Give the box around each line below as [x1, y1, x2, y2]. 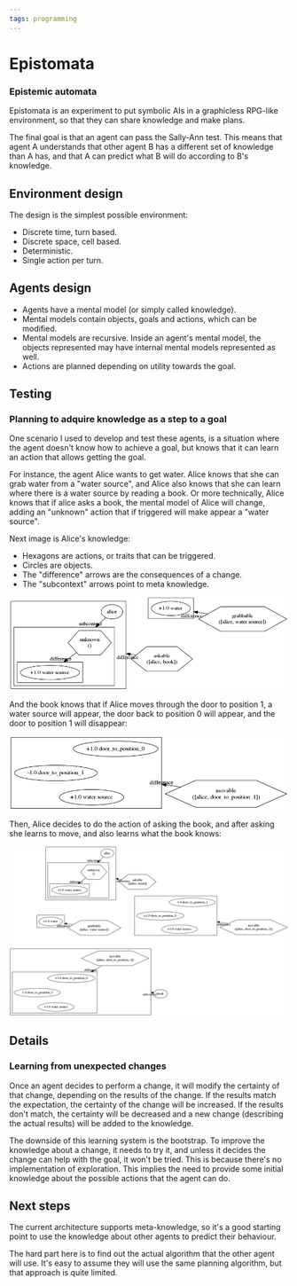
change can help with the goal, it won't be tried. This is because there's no [9, 1154, 282, 1164]
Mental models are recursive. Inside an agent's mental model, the [21, 333, 262, 343]
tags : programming [9, 14, 77, 23]
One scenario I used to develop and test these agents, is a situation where [9, 433, 280, 443]
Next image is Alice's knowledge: [9, 533, 131, 545]
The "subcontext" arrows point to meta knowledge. [21, 579, 210, 590]
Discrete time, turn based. [21, 226, 118, 237]
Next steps [9, 1198, 71, 1213]
